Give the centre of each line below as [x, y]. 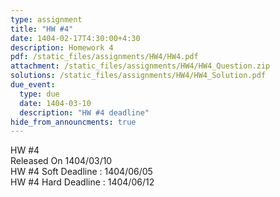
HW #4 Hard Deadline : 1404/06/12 [82, 182]
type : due [39, 94]
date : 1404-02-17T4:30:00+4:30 [75, 38]
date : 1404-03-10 [55, 103]
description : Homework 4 [62, 47]
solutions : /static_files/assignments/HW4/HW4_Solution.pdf [138, 76]
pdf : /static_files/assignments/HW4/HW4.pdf [104, 57]
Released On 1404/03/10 [61, 161]
